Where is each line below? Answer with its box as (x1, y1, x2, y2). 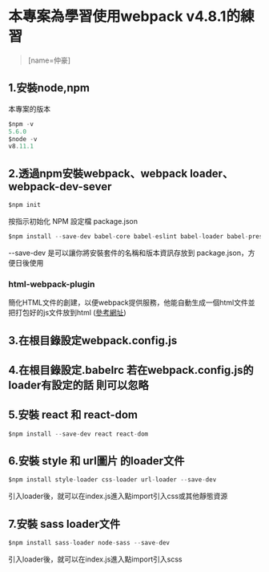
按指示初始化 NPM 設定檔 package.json (8, 216, 139, 225)
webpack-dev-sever (8, 180, 112, 193)
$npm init (8, 201, 42, 209)
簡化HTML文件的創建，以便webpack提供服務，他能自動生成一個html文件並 (8, 298, 255, 307)
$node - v (8, 135, 38, 143)
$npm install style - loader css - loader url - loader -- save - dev (8, 476, 217, 484)
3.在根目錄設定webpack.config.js (8, 334, 178, 347)
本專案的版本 (8, 103, 50, 113)
